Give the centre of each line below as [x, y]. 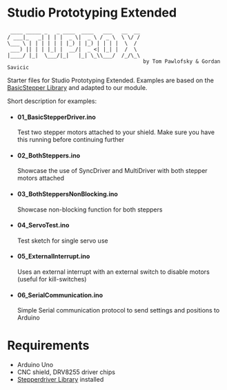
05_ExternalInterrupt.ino [53, 257]
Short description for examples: [52, 101]
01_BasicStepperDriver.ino [57, 117]
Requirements [48, 345]
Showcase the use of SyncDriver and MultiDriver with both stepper [112, 171]
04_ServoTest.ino [43, 225]
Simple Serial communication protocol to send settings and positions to [118, 310]
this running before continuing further [71, 140]
